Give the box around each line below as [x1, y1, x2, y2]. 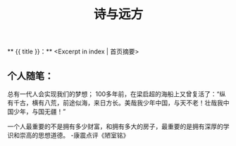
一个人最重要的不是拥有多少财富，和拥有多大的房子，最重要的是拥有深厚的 [7, 122, 223, 131]
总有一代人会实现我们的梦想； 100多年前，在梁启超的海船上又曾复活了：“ [7, 90, 220, 98]
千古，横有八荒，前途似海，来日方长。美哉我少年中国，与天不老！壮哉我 [13, 99, 223, 107]
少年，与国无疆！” [13, 107, 66, 116]
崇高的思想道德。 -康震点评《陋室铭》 [19, 131, 130, 139]
